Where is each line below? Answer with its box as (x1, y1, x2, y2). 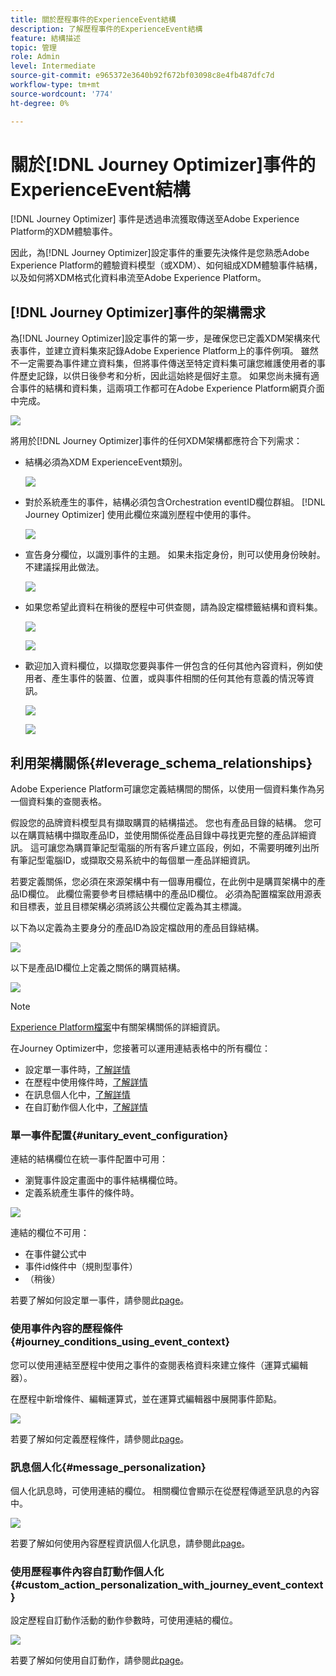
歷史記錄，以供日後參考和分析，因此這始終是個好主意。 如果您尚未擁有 (18, 370, 311, 382)
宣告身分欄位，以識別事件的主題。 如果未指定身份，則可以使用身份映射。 (24, 549, 326, 561)
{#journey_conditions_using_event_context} (10, 1335, 231, 1349)
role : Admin (10, 52, 60, 62)
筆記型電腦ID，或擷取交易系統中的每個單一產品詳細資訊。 (18, 854, 256, 866)
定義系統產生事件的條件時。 (24, 1187, 140, 1199)
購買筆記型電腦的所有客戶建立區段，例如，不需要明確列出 (73, 842, 311, 854)
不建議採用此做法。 (24, 561, 105, 573)
